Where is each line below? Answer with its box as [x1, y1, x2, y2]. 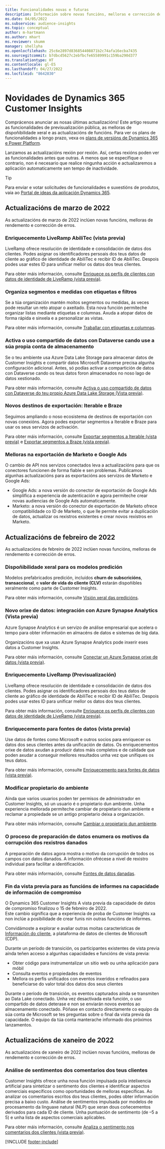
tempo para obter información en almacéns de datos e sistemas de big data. [5, 629, 160, 635]
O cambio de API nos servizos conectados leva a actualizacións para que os [5, 462, 160, 468]
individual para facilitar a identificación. [5, 861, 85, 867]
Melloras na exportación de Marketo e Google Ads [5, 451, 127, 458]
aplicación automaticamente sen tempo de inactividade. [5, 165, 118, 171]
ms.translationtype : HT [5, 58, 54, 62]
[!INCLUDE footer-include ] [5, 1139, 58, 1145]
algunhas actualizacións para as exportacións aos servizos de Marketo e [5, 473, 153, 479]
